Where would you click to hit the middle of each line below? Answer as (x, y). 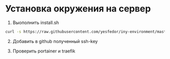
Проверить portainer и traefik (44, 51)
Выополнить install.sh (36, 22)
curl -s (13, 31)
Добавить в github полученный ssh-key (55, 41)
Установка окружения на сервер (78, 9)
